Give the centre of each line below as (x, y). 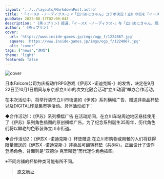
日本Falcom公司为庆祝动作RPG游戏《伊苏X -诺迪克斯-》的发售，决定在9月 (80, 83)
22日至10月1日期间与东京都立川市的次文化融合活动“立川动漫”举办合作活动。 (81, 89)
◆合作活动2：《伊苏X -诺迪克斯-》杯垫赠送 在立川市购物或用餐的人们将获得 (81, 139)
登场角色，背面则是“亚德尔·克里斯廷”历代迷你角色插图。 (61, 151)
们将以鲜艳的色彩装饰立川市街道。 (39, 129)
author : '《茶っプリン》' (29, 28)
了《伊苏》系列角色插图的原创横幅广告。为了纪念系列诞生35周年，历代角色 (80, 122)
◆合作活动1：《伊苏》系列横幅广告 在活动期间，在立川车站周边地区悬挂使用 (81, 116)
